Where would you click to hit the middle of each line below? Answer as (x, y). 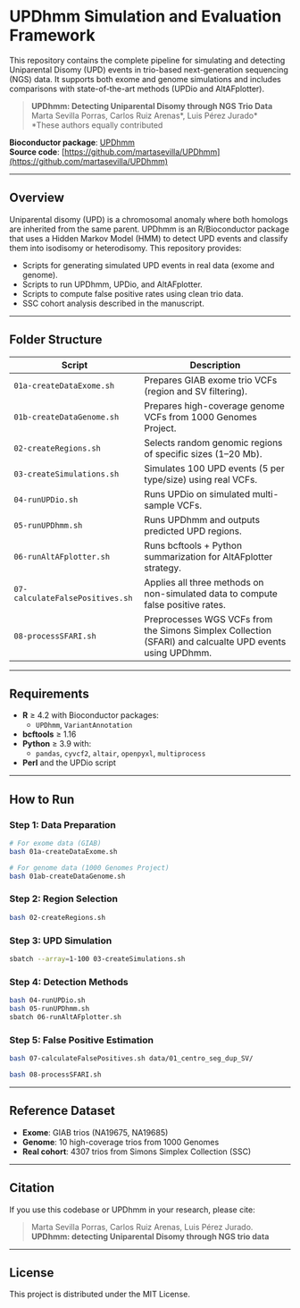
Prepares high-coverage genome (215, 406)
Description (215, 365)
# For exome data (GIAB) (55, 844)
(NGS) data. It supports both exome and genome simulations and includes (145, 79)
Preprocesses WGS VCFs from (208, 619)
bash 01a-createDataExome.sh (63, 851)
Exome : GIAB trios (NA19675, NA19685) (95, 1132)
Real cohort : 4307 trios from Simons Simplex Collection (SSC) (137, 1152)
